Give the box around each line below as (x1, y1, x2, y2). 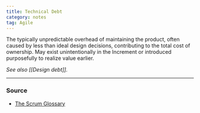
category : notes (6, 14, 46, 20)
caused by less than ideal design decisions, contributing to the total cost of (6, 42, 190, 49)
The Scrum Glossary (14, 100, 65, 107)
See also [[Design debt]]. (6, 66, 68, 73)
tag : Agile (6, 20, 33, 25)
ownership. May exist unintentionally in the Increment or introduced (6, 49, 171, 56)
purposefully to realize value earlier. (6, 54, 94, 62)
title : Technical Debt (6, 8, 62, 15)
